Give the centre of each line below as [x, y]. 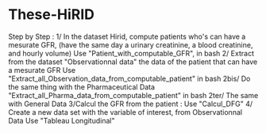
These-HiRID [52, 15]
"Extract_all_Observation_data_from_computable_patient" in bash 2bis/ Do [129, 78]
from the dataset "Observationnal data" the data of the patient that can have [133, 62]
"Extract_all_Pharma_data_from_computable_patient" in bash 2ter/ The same [133, 95]
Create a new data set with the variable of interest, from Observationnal [125, 112]
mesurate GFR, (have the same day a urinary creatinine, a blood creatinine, [131, 44]
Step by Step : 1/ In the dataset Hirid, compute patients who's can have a [127, 36]
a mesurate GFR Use [42, 70]
